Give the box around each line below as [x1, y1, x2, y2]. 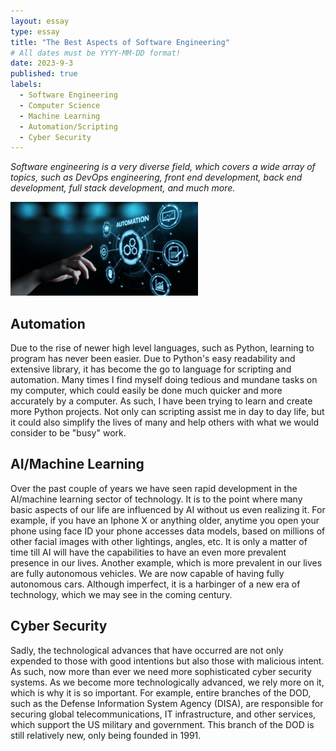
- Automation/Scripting [19, 121, 118, 132]
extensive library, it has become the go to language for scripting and [10, 363, 292, 375]
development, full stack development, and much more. [10, 182, 236, 194]
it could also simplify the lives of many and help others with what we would [10, 416, 320, 429]
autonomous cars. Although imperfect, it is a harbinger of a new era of [10, 578, 301, 590]
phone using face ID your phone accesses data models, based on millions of [10, 525, 326, 537]
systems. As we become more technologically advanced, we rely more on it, [10, 676, 325, 688]
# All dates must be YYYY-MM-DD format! [10, 48, 182, 58]
